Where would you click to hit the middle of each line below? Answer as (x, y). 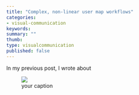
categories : (21, 17)
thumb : (15, 40)
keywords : (19, 29)
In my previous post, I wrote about (49, 68)
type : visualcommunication (40, 46)
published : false (28, 51)
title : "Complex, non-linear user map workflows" (70, 12)
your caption (37, 85)
